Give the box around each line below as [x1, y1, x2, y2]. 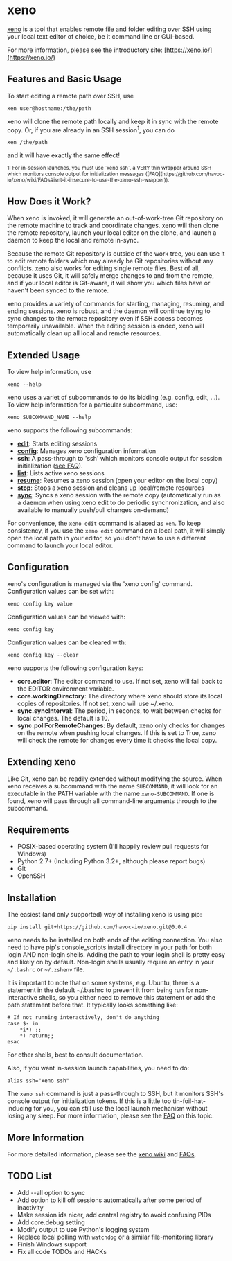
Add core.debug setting [17, 1218, 85, 1226]
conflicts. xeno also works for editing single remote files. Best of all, [7, 264, 201, 272]
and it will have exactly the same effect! [7, 151, 120, 159]
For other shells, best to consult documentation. [7, 1050, 144, 1059]
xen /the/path [7, 139, 48, 146]
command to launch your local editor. [7, 541, 114, 549]
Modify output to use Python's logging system [17, 1225, 150, 1233]
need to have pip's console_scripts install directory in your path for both [7, 943, 213, 951]
